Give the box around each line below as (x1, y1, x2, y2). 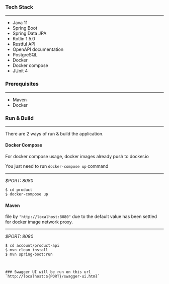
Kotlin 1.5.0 (12, 36, 35, 42)
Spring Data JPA (12, 30, 47, 36)
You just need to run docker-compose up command (5, 163, 109, 169)
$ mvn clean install (5, 248, 49, 253)
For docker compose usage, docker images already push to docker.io (5, 154, 149, 160)
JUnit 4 (12, 68, 28, 74)
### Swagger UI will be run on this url (5, 269, 92, 275)
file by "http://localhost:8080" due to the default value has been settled (5, 214, 157, 220)
